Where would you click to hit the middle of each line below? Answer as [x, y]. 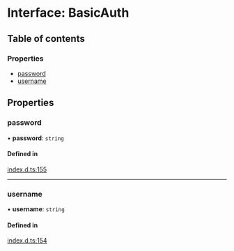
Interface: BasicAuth [68, 13]
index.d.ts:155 [27, 169]
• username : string [36, 209]
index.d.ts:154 [27, 241]
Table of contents [46, 39]
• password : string [36, 138]
